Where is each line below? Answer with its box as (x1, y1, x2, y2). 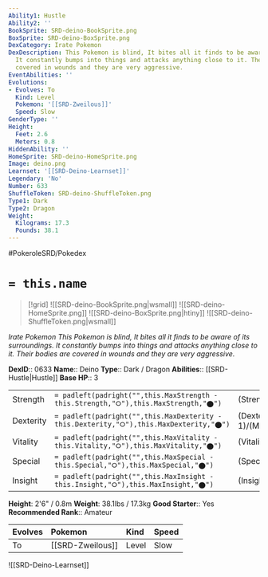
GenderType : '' (8, 116, 59, 124)
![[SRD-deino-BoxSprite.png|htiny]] (89, 308, 205, 317)
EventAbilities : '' (8, 71, 73, 79)
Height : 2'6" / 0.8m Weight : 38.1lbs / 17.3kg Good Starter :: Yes (8, 499, 215, 508)
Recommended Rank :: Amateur (8, 507, 113, 516)
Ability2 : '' (8, 19, 52, 27)
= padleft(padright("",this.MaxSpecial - (54, 452, 214, 461)
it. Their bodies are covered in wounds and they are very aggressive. (8, 348, 235, 359)
